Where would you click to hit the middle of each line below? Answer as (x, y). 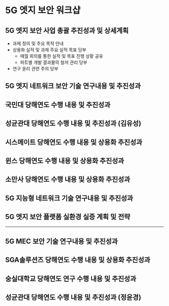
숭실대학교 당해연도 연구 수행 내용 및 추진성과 (71, 279)
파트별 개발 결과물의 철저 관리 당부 (54, 62)
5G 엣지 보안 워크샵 (43, 10)
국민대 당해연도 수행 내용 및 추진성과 (58, 104)
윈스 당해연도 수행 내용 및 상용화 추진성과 (65, 161)
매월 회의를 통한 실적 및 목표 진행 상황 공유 (61, 56)
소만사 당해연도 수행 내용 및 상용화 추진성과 (68, 179)
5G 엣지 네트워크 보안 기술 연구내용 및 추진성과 (73, 86)
